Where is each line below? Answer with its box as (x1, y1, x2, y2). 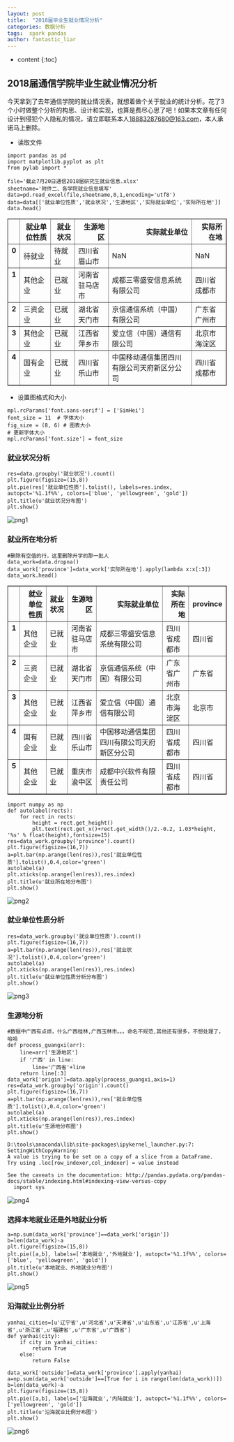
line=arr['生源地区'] (19, 1049, 79, 1057)
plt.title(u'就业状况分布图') (7, 497, 88, 505)
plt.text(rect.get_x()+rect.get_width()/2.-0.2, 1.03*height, (32, 825, 217, 832)
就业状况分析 (7, 453, 51, 462)
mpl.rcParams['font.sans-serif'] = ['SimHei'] (7, 406, 145, 414)
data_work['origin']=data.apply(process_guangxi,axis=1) (7, 1076, 176, 1083)
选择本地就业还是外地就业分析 (7, 1215, 108, 1225)
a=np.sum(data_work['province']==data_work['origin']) (7, 1231, 170, 1238)
